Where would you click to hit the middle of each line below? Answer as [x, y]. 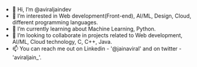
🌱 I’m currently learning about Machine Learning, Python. [84, 29]
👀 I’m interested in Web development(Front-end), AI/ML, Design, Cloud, [102, 16]
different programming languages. [55, 22]
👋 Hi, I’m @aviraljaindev [42, 9]
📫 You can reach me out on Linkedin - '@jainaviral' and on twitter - [97, 48]
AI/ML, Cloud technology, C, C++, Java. [62, 42]
